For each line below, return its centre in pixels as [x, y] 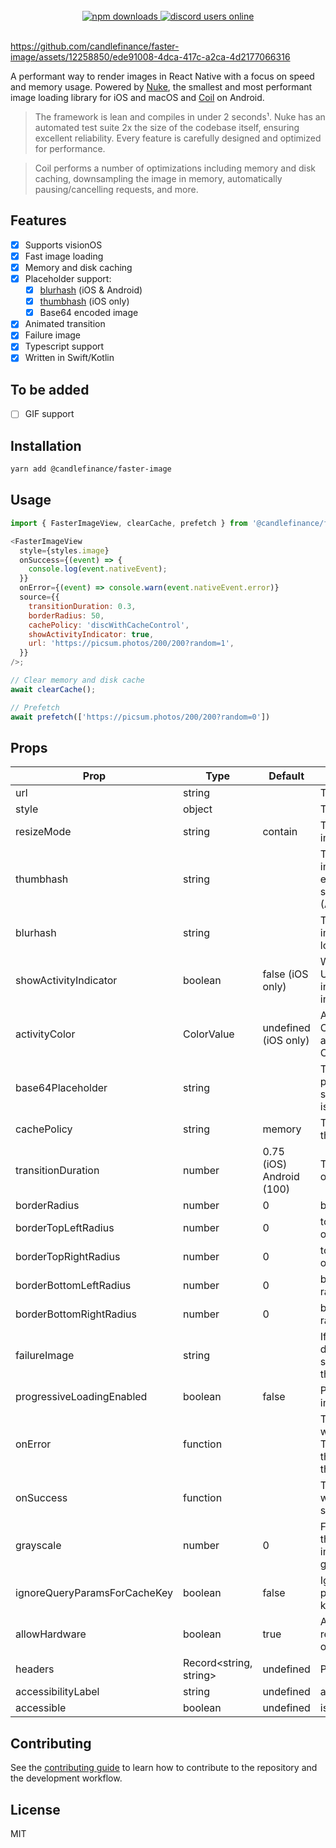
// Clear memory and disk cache [77, 680]
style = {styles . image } [64, 550]
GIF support [49, 414]
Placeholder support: [68, 278]
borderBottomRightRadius [76, 1314]
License [35, 1809]
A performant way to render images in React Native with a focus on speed [162, 76]
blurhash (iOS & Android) [91, 290]
